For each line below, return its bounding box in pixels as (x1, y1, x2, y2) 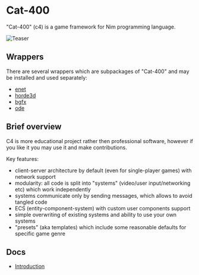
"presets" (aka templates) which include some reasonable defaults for (14, 223, 187, 230)
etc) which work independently (14, 185, 91, 193)
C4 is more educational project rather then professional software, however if (6, 137, 193, 144)
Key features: (6, 155, 39, 162)
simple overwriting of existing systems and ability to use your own (14, 211, 177, 218)
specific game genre (14, 230, 65, 237)
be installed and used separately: (6, 74, 87, 81)
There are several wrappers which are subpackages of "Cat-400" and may (6, 68, 189, 75)
